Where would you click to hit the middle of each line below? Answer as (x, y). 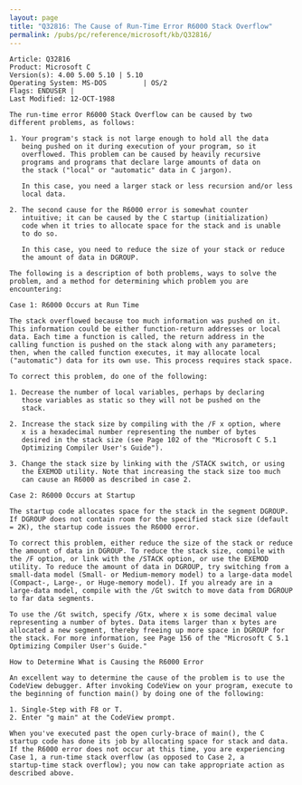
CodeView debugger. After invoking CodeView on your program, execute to (151, 686)
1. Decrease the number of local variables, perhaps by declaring (137, 392)
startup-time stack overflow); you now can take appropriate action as (147, 766)
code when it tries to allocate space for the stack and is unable (151, 226)
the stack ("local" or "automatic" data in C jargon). (127, 170)
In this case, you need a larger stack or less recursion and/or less (157, 187)
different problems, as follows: (72, 123)
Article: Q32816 (40, 60)
